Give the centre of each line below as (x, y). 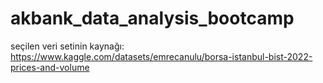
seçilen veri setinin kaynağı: (67, 46)
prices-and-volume (50, 67)
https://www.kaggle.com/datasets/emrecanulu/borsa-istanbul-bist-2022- (161, 56)
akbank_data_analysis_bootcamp (152, 18)
